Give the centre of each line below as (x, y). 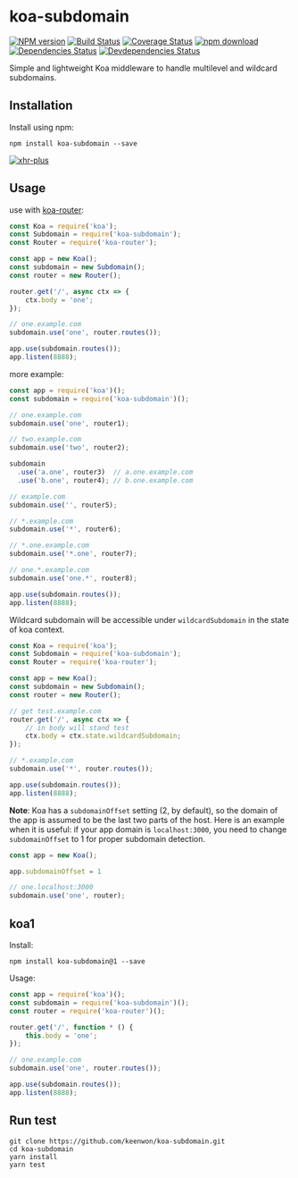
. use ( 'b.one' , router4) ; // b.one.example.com (105, 480)
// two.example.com (46, 440)
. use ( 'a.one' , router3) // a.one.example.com (105, 472)
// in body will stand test (77, 728)
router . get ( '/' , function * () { (71, 1027)
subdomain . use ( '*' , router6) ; (66, 529)
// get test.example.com (55, 711)
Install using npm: (41, 127)
